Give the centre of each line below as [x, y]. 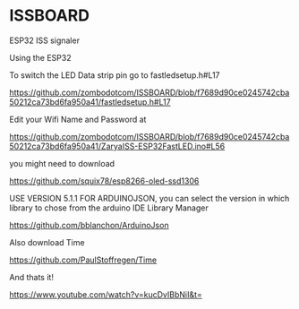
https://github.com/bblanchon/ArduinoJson [89, 225]
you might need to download [62, 163]
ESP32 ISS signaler [45, 40]
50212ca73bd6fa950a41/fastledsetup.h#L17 [90, 102]
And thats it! [31, 277]
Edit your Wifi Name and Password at [78, 119]
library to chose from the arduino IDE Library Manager [109, 208]
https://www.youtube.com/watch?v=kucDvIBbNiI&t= [106, 294]
